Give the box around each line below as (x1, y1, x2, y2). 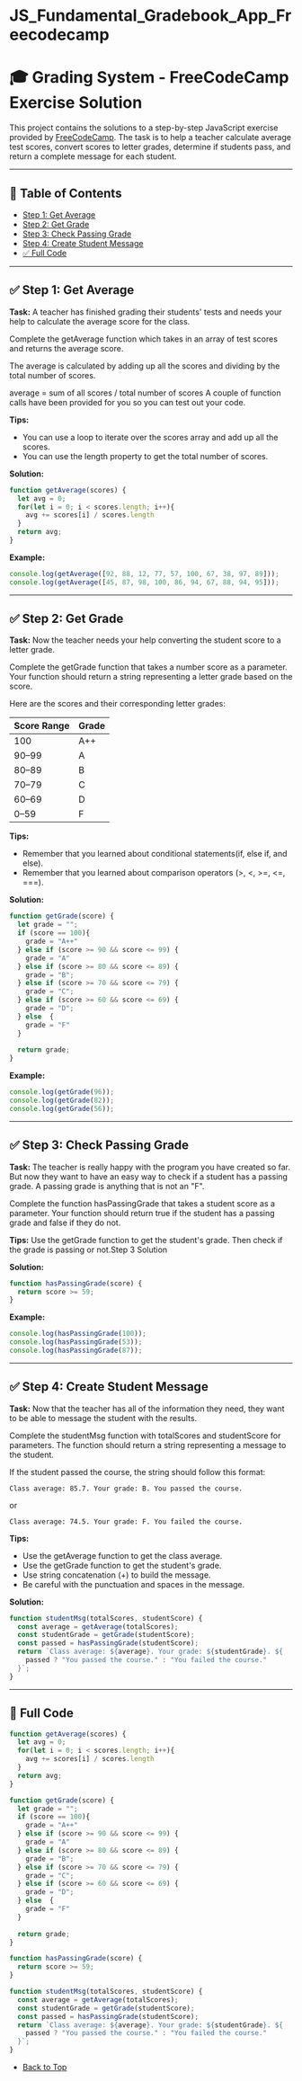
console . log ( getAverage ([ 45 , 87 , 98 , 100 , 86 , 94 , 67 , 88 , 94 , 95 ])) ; (9, 577, 280, 587)
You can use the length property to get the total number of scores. (22, 450, 269, 461)
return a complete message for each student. (9, 151, 177, 162)
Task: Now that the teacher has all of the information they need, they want (9, 1403, 285, 1414)
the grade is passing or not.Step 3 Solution (9, 1244, 168, 1255)
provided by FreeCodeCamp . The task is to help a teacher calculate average (9, 132, 292, 143)
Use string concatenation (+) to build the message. (22, 1570, 211, 1580)
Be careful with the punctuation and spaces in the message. (22, 1579, 245, 1589)
